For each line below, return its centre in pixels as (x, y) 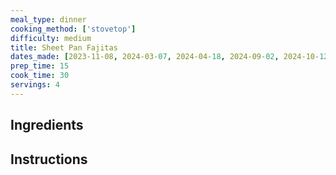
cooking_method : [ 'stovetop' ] (73, 29)
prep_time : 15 (40, 66)
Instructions (49, 159)
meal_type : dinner (48, 19)
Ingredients (47, 125)
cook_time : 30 (40, 76)
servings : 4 (35, 85)
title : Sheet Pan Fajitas (64, 47)
